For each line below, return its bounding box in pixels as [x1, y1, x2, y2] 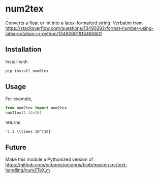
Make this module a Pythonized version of [5, 156, 93, 162]
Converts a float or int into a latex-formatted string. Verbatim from [5, 20, 143, 26]
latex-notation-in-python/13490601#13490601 [5, 30, 102, 36]
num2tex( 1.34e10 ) [5, 110, 42, 115]
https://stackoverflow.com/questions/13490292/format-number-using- [5, 25, 154, 31]
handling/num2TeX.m [5, 167, 50, 173]
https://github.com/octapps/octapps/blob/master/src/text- [5, 162, 128, 167]
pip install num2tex [5, 68, 49, 73]
